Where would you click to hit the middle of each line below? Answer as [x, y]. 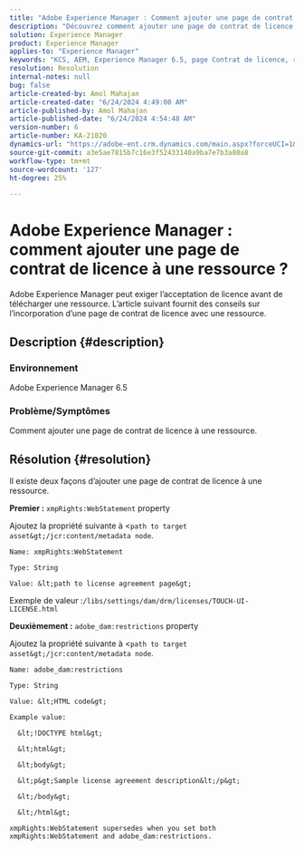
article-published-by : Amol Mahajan [78, 111]
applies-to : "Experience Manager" [75, 52]
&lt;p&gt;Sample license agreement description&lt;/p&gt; [129, 780]
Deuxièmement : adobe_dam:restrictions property [104, 625]
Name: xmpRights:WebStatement [66, 552]
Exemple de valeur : [46, 600]
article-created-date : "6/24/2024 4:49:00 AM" [99, 102]
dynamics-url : [36, 144]
